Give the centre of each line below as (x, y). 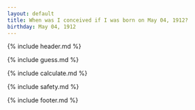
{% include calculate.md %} (47, 73)
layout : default (31, 14)
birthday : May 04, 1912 (42, 26)
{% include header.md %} (44, 47)
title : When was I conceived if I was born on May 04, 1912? (98, 20)
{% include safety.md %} (43, 87)
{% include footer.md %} (43, 100)
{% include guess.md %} (43, 60)
